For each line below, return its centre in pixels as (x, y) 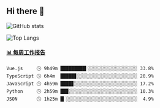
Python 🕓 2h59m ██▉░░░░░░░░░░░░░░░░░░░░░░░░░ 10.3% (80, 92)
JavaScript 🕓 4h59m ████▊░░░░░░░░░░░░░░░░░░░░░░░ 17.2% (80, 84)
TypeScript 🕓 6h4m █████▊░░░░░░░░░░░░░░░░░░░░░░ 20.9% (80, 76)
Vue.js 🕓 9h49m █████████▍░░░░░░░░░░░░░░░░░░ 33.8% (80, 69)
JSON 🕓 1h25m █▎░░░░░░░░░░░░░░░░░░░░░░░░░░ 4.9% (80, 99)
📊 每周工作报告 (26, 52)
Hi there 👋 (25, 11)
